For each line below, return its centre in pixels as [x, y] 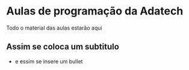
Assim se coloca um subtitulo [63, 47]
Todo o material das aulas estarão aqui [54, 28]
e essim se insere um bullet [49, 61]
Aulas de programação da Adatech [95, 11]
